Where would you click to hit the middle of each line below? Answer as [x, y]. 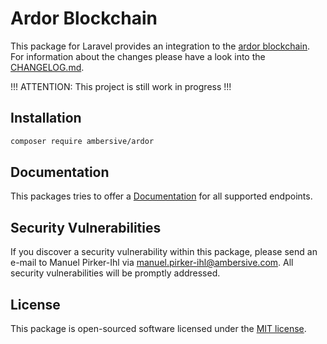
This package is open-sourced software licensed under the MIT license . [158, 329]
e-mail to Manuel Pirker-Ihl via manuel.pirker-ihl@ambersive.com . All [152, 263]
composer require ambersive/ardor [82, 141]
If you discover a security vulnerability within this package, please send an [164, 252]
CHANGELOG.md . [47, 67]
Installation [46, 118]
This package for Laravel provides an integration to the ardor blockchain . [160, 46]
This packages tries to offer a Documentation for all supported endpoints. [161, 196]
